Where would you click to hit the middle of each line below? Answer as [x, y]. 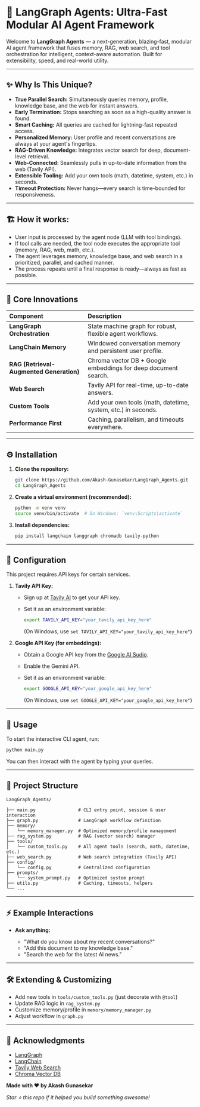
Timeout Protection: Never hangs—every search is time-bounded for [100, 188]
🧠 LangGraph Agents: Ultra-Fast [87, 12]
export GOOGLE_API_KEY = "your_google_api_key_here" [88, 689]
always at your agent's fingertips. [56, 143]
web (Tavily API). [35, 169]
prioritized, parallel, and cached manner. [64, 262]
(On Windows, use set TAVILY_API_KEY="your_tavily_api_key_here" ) [108, 631]
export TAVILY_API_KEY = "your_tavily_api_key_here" [88, 620]
